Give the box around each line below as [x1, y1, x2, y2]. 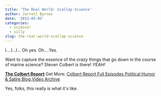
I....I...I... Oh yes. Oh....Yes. [5, 47, 58, 53]
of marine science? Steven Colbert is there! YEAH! [5, 61, 106, 68]
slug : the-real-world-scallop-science [5, 34, 83, 39]
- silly [9, 29, 25, 34]
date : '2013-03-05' [5, 16, 45, 21]
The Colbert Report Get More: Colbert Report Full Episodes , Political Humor [5, 71, 155, 77]
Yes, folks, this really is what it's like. [5, 85, 78, 91]
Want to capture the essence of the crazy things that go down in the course [5, 56, 156, 62]
